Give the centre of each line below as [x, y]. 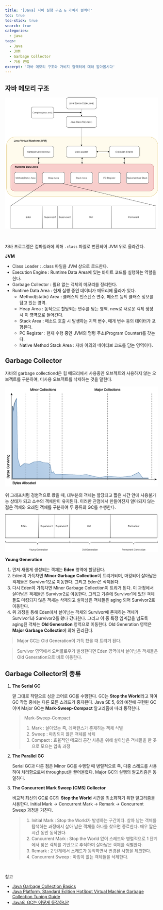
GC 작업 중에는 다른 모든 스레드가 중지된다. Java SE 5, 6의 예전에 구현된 [81, 702]
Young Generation [24, 559]
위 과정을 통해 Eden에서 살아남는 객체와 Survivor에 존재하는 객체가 [75, 612]
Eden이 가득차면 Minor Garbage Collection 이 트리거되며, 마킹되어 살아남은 [84, 575]
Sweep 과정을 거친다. [33, 810]
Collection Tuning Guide [36, 896]
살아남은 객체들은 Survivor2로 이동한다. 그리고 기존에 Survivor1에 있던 [79, 594]
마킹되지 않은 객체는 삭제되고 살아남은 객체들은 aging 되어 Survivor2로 [88, 600]
